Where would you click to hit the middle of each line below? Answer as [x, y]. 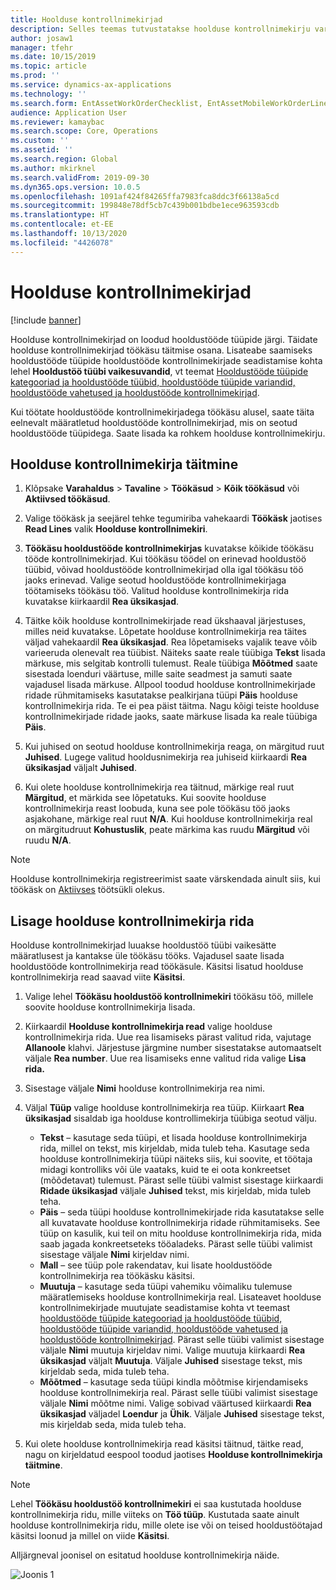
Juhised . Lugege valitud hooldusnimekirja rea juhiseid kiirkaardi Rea [166, 757]
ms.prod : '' [35, 76]
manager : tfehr [42, 47]
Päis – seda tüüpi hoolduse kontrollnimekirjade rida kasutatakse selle [182, 1212]
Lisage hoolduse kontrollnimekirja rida [132, 921]
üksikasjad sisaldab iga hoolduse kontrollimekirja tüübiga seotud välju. [170, 1118]
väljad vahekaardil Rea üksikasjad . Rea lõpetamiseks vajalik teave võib [171, 642]
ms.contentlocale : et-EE [62, 224]
